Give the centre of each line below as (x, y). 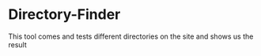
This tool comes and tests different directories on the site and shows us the (131, 36)
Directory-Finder (64, 15)
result (18, 44)
